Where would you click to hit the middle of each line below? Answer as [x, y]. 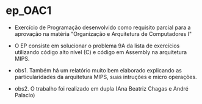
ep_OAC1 [29, 11]
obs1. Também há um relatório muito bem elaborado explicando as [98, 70]
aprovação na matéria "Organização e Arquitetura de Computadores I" [103, 33]
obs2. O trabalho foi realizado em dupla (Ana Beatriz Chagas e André [101, 88]
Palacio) [25, 95]
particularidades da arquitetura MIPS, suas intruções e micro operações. [106, 77]
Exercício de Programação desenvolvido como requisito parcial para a [103, 27]
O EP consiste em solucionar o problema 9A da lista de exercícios [97, 46]
